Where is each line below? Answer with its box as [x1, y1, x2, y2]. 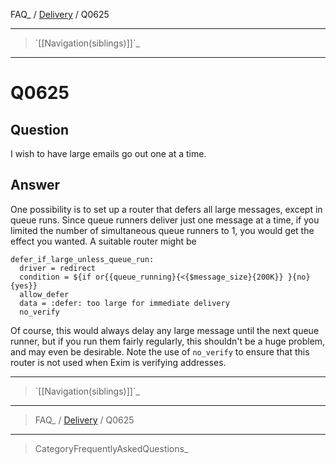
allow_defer [19, 289, 70, 299]
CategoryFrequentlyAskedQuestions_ [34, 442, 189, 454]
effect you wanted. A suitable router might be [10, 235, 197, 247]
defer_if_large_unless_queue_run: [10, 254, 155, 264]
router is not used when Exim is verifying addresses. [10, 356, 227, 368]
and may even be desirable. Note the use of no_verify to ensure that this [10, 345, 310, 358]
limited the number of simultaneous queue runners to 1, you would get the [10, 224, 315, 236]
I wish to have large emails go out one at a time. [10, 148, 207, 159]
